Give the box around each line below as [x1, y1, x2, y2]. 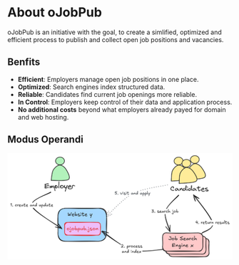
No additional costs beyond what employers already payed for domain [17, 105, 226, 114]
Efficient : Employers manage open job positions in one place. [17, 75, 199, 83]
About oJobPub [7, 4, 102, 21]
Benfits [7, 56, 41, 68]
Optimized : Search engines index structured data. [17, 83, 166, 91]
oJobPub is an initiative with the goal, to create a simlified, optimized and [7, 28, 223, 36]
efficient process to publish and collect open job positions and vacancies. [7, 35, 224, 43]
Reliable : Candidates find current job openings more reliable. [17, 90, 198, 98]
